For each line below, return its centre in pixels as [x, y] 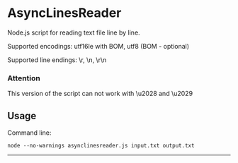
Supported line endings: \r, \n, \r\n [57, 60]
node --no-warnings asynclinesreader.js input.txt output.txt [101, 146]
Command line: [29, 133]
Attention [24, 78]
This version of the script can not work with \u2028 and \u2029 [100, 94]
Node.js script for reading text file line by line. [74, 32]
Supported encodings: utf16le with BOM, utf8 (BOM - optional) [98, 46]
